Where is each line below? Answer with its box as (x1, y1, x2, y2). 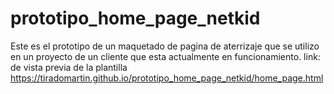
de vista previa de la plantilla (10, 61, 128, 73)
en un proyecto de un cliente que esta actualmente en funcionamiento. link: (10, 50, 321, 62)
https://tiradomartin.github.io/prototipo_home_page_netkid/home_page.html (10, 72, 324, 84)
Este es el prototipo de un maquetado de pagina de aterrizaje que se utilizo (10, 40, 320, 52)
